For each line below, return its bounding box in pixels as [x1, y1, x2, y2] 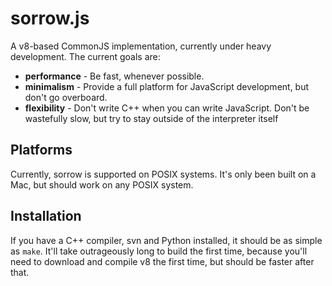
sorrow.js [10, 7, 90, 30]
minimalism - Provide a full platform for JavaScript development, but [24, 80, 310, 92]
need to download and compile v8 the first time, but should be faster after [10, 255, 315, 267]
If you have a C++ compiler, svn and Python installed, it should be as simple [10, 234, 323, 246]
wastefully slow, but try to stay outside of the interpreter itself [24, 112, 279, 124]
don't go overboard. [24, 91, 108, 103]
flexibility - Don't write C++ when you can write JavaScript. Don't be [24, 102, 310, 114]
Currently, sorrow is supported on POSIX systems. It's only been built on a [10, 168, 317, 180]
